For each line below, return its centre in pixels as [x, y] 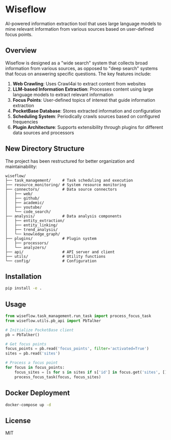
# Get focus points [26, 344]
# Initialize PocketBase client [39, 330]
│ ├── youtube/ [24, 207]
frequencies [25, 122]
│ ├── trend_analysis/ [32, 229]
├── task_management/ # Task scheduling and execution [69, 180]
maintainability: [21, 166]
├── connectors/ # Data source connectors [61, 189]
